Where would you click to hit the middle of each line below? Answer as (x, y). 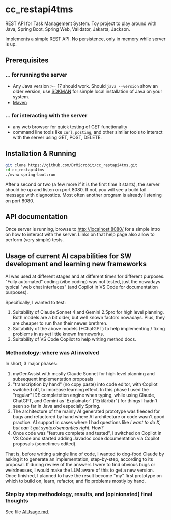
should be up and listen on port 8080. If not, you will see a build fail (76, 190)
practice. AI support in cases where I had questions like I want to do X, (87, 423)
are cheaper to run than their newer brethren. (60, 323)
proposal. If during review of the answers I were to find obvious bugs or (80, 465)
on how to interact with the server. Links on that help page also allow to (80, 234)
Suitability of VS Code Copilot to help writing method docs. (74, 339)
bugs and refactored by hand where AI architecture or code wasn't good (89, 417)
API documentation (36, 217)
